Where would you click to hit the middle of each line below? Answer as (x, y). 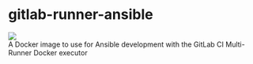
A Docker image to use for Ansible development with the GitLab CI (116, 44)
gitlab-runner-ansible (81, 15)
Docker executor (61, 52)
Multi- (235, 44)
